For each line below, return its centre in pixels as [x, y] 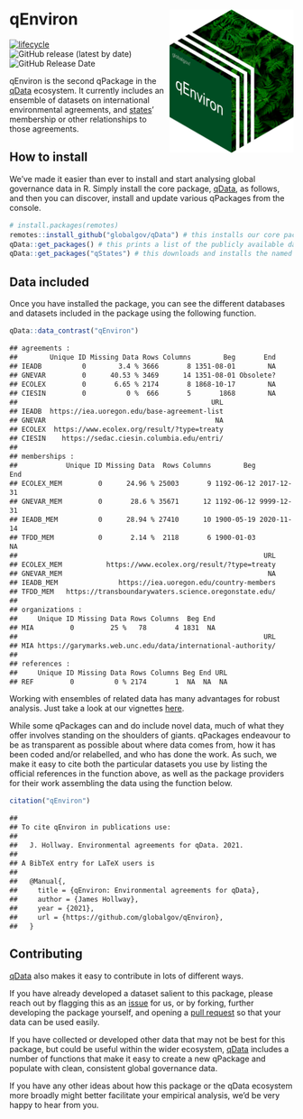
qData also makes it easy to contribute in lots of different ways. [127, 976]
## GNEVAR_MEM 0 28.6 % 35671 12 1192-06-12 [133, 501]
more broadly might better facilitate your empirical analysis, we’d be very [145, 1095]
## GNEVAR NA [116, 420]
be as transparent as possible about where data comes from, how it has [142, 745]
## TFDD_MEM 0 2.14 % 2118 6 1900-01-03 [133, 537]
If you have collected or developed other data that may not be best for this [147, 1039]
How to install [49, 157]
